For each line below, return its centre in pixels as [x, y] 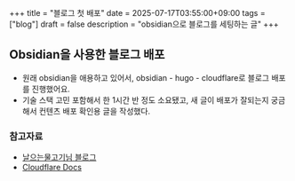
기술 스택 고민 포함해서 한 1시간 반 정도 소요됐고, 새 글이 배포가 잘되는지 [145, 99]
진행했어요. [51, 89]
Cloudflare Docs [52, 168]
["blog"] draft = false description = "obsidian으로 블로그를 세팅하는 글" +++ [144, 24]
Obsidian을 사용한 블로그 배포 [87, 55]
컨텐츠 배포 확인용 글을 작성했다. [95, 111]
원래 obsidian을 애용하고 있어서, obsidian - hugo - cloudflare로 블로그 [145, 77]
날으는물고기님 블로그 [59, 157]
